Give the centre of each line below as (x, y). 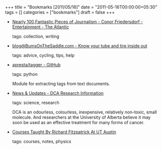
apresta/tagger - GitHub (36, 65)
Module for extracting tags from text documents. (61, 84)
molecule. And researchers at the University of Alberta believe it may (81, 117)
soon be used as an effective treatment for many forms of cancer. (78, 122)
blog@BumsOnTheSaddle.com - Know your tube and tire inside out (80, 46)
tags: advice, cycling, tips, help (43, 55)
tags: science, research (36, 103)
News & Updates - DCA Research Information (58, 93)
